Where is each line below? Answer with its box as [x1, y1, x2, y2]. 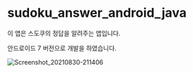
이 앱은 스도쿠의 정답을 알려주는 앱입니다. [7, 29, 121, 37]
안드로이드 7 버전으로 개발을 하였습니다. [7, 44, 117, 52]
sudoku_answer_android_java [7, 5, 187, 21]
